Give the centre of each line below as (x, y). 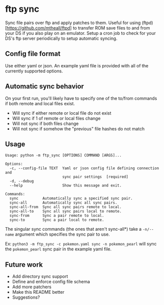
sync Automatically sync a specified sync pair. (71, 198)
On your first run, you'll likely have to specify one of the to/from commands (81, 98)
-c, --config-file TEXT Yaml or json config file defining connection (84, 168)
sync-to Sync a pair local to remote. (57, 220)
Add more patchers (32, 287)
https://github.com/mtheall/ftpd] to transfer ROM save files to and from (78, 28)
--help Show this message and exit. (66, 185)
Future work (24, 264)
